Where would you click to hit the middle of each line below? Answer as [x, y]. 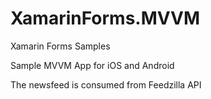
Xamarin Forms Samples [60, 46]
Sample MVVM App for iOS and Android [92, 65]
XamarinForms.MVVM [105, 18]
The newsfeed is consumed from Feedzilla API [106, 84]
